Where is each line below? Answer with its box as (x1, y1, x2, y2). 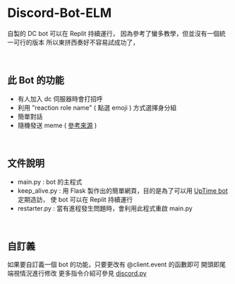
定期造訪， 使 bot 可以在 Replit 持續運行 (17, 195, 133, 203)
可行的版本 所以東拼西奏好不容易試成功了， (13, 37, 139, 47)
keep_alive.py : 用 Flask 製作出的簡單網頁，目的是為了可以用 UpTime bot (17, 186, 228, 195)
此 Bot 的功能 (7, 74, 65, 86)
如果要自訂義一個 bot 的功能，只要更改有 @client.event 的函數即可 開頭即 (7, 260, 220, 269)
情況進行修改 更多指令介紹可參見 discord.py (19, 269, 147, 278)
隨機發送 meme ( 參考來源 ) (17, 121, 97, 129)
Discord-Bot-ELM (7, 5, 112, 21)
